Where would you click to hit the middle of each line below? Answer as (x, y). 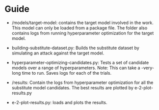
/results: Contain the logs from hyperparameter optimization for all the (82, 82)
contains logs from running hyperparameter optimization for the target (83, 33)
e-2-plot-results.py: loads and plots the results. (59, 102)
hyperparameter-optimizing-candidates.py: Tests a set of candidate (80, 62)
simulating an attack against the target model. (58, 53)
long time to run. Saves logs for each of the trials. (61, 73)
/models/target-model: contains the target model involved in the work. (83, 23)
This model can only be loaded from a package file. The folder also (79, 27)
